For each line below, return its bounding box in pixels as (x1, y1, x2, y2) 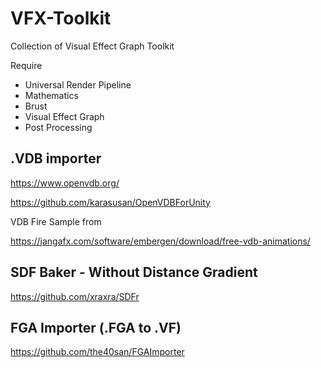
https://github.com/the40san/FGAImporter (10, 346, 185, 358)
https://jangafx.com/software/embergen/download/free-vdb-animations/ (10, 235, 311, 247)
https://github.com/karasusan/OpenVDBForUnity (10, 196, 211, 208)
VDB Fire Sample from (10, 215, 102, 227)
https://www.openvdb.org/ (10, 177, 120, 189)
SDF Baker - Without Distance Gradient (10, 264, 258, 281)
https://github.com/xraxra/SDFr (10, 290, 140, 302)
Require (10, 59, 43, 71)
